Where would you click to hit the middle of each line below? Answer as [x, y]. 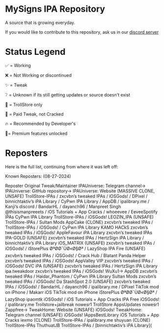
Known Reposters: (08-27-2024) [38, 176]
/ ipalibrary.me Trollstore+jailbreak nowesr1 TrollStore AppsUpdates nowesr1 [82, 304]
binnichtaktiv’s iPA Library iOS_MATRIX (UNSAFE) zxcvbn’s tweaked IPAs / [80, 243]
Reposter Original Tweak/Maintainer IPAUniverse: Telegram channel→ [75, 186]
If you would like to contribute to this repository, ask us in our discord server [82, 32]
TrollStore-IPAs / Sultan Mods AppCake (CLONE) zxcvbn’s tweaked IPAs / [79, 222]
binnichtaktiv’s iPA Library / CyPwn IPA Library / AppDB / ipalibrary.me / [77, 201]
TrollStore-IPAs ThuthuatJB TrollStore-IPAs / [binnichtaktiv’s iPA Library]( [79, 325]
